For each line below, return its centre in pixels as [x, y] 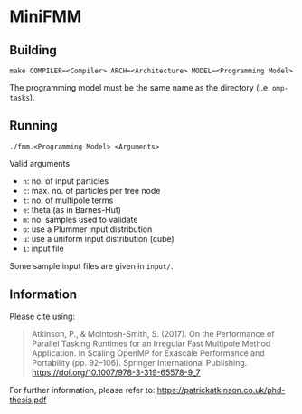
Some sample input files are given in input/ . [91, 265]
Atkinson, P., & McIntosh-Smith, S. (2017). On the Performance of [153, 333]
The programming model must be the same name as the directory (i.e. [140, 87]
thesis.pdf [28, 400]
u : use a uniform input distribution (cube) [98, 238]
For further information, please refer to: [82, 390]
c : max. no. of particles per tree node [91, 190]
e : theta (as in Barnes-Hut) [72, 209]
